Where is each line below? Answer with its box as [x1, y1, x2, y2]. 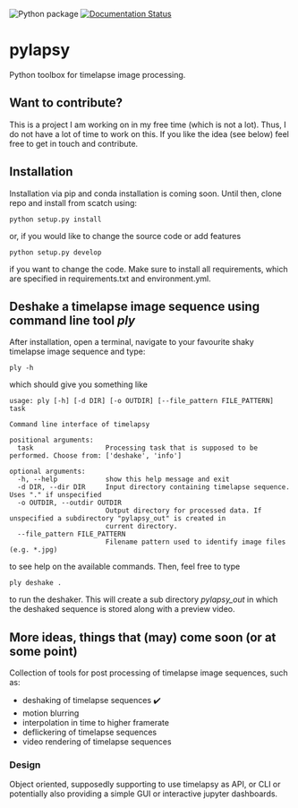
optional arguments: [9, 467, 87, 477]
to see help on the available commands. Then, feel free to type [9, 561, 241, 572]
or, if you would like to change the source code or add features [9, 230, 242, 241]
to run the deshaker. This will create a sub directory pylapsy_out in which [9, 594, 278, 605]
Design [9, 759, 41, 771]
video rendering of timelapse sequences [21, 736, 172, 747]
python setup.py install [9, 215, 102, 224]
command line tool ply [9, 313, 136, 328]
